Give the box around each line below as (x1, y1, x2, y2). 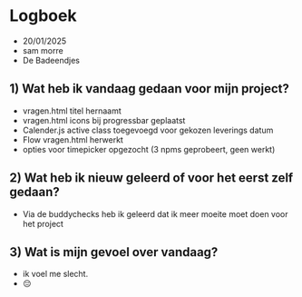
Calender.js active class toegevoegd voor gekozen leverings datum (22, 124, 274, 135)
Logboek (9, 5, 77, 26)
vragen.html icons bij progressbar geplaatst (22, 114, 186, 125)
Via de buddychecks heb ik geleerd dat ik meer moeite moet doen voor (22, 208, 288, 219)
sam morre (22, 45, 63, 55)
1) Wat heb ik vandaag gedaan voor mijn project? (9, 81, 290, 96)
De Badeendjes (22, 54, 80, 65)
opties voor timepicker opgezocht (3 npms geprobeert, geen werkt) (22, 144, 276, 154)
